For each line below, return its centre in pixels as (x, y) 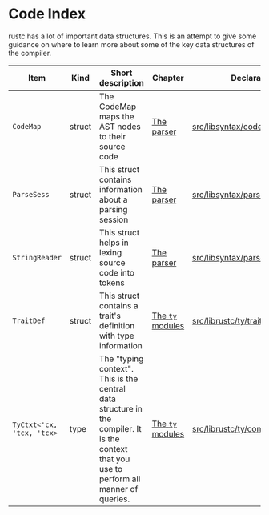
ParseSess (31, 194)
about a (113, 199)
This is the (118, 379)
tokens (112, 283)
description (121, 82)
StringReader (37, 257)
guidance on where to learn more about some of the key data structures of (131, 44)
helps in (114, 243)
